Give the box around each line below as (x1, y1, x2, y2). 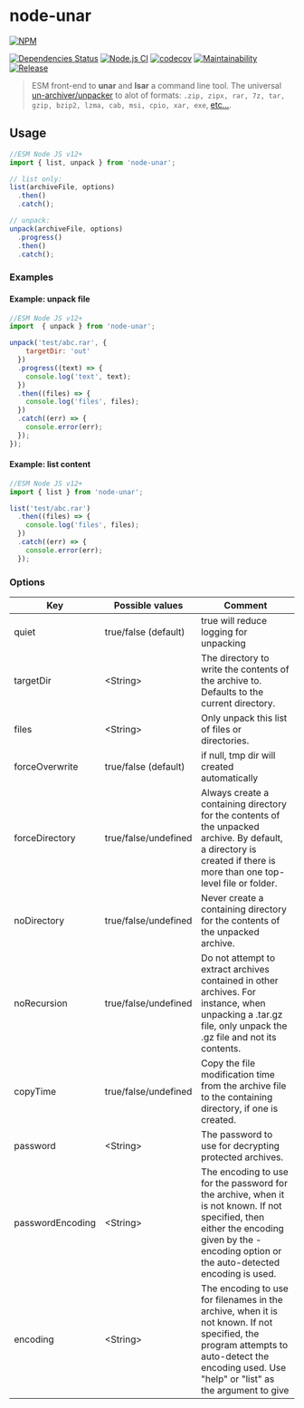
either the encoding (200, 1222, 285, 1234)
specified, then (200, 1211, 265, 1223)
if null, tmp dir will (200, 749, 276, 761)
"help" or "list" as (200, 1373, 275, 1385)
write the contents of (200, 663, 290, 675)
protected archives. (200, 1151, 283, 1164)
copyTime (14, 1086, 57, 1097)
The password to (200, 1128, 273, 1141)
